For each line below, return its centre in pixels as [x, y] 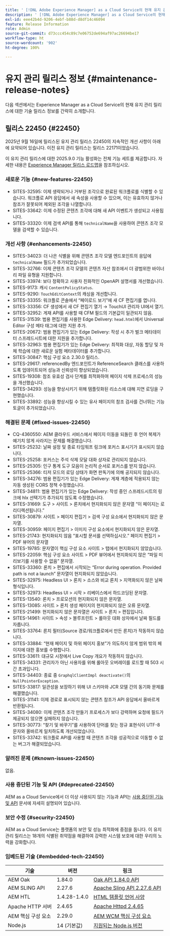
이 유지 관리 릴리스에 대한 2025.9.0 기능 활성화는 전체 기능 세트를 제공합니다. [81, 159]
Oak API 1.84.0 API [116, 880]
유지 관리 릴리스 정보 [45, 79]
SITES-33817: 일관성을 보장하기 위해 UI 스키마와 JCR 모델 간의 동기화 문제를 [88, 687]
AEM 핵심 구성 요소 [30, 916]
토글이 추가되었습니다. [34, 408]
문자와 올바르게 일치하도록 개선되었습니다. [54, 731]
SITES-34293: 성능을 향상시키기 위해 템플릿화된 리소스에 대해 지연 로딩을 [85, 389]
